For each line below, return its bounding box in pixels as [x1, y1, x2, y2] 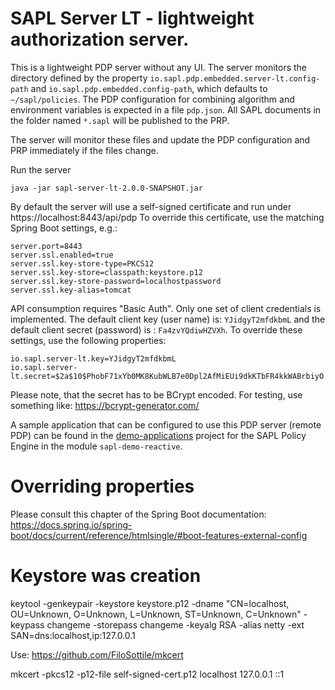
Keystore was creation [10, 565, 202, 587]
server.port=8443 [10, 241, 83, 251]
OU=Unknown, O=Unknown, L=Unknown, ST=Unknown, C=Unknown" [10, 608, 302, 620]
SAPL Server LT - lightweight [10, 7, 255, 30]
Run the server [10, 163, 72, 176]
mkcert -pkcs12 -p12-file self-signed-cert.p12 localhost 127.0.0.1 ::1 [10, 668, 285, 680]
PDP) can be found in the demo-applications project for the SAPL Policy [10, 429, 307, 441]
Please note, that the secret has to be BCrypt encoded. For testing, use [10, 388, 303, 401]
